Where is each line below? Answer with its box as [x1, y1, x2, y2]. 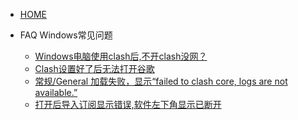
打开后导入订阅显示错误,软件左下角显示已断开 [34, 99, 222, 110]
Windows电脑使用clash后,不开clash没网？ [34, 50, 208, 62]
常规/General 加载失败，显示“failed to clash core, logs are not [34, 75, 288, 87]
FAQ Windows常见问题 [19, 29, 113, 41]
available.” [34, 87, 78, 98]
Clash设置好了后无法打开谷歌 [34, 63, 155, 74]
